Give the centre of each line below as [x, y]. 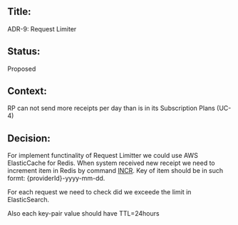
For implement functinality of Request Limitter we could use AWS [103, 156]
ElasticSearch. [29, 200]
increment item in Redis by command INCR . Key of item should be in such [115, 171]
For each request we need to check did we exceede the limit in [99, 192]
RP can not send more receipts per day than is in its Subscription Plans [111, 108]
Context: [27, 91]
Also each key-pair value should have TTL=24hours [83, 214]
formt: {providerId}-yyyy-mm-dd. [56, 179]
